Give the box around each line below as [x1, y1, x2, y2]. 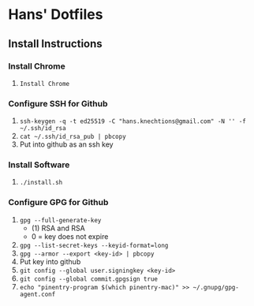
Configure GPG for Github [8, 197, 109, 208]
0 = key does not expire [31, 231, 109, 241]
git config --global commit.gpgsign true [19, 274, 158, 283]
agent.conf [19, 290, 56, 298]
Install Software [8, 159, 70, 170]
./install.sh [19, 179, 63, 187]
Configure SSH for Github [8, 98, 108, 109]
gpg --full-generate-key [19, 216, 102, 224]
